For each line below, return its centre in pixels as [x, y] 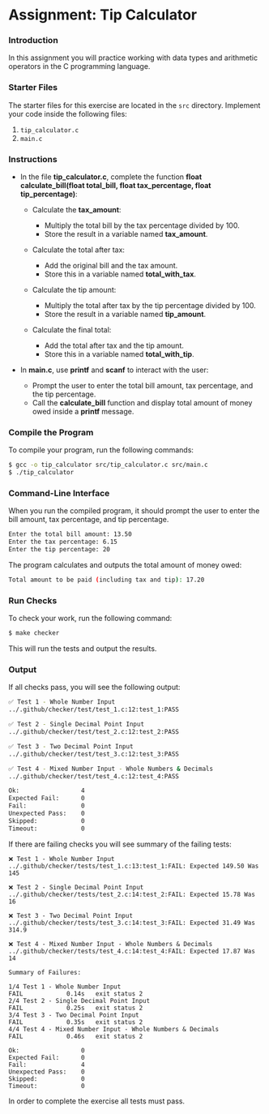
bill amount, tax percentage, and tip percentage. [89, 520]
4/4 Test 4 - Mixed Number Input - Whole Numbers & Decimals [114, 1029]
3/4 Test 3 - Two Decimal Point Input [74, 1015]
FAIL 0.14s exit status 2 [76, 994]
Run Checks [33, 600]
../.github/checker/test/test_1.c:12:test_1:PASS [94, 710]
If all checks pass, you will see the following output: [94, 688]
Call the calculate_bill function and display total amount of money [142, 403]
